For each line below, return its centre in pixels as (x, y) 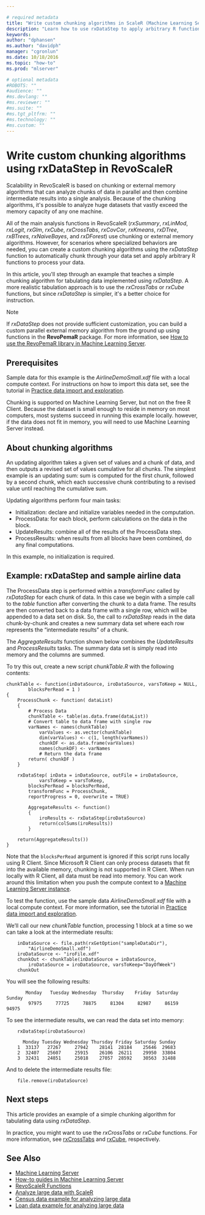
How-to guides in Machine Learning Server (69, 1179)
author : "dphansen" (31, 40)
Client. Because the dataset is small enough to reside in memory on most (98, 409)
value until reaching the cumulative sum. (57, 488)
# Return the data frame (70, 754)
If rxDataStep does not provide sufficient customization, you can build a (97, 324)
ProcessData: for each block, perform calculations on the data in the (101, 519)
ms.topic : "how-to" (31, 63)
